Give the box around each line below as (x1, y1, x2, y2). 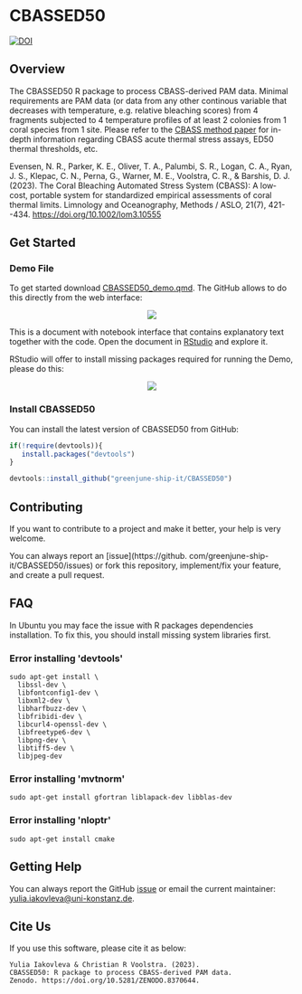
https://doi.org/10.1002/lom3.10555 (32, 209, 162, 220)
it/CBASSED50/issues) (9, 560, 93, 571)
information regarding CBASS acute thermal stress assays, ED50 (33, 133, 274, 145)
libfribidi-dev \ (17, 712, 83, 722)
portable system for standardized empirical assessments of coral (30, 189, 272, 200)
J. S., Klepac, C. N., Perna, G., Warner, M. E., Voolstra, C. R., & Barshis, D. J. (9, 170, 291, 181)
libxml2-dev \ (17, 696, 71, 705)
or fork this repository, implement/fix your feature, (94, 560, 282, 571)
